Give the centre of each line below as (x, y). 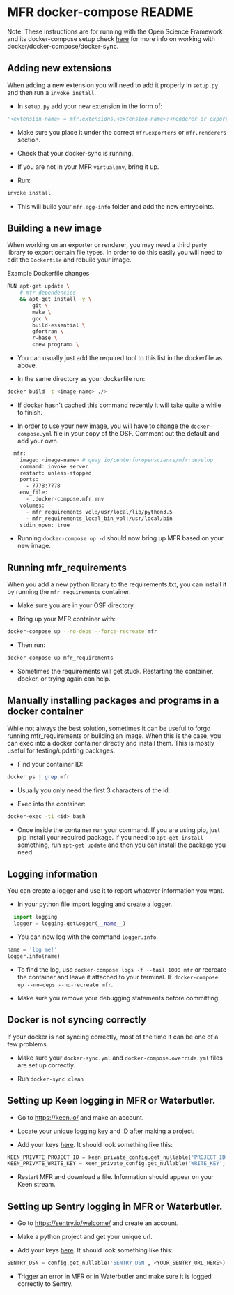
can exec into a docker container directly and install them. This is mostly (111, 743)
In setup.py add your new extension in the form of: (90, 106)
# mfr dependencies (48, 293)
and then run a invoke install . (52, 92)
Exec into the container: (51, 804)
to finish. (30, 412)
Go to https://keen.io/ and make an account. (80, 1117)
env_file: (34, 493)
